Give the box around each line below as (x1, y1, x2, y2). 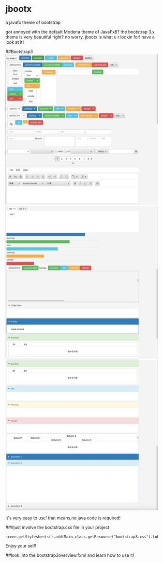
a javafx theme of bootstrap (5, 19, 61, 25)
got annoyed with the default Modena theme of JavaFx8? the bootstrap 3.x (5, 29, 155, 34)
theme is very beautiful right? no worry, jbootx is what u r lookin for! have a (5, 34, 155, 40)
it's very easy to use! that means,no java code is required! (5, 515, 121, 521)
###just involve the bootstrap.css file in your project (5, 525, 110, 530)
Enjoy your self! (5, 543, 37, 549)
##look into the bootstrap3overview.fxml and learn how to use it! (5, 552, 134, 558)
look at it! (5, 39, 24, 45)
